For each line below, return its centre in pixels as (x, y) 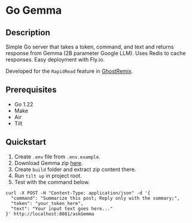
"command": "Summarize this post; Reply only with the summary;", (95, 198)
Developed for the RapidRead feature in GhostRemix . (69, 71)
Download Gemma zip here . (48, 163)
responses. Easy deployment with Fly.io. (55, 59)
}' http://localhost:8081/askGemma (50, 214)
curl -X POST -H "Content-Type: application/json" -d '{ (78, 193)
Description (28, 33)
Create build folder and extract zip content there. (75, 169)
